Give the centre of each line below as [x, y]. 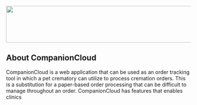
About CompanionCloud [51, 58]
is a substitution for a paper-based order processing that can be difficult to [96, 84]
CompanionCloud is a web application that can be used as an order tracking [98, 72]
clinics [14, 97]
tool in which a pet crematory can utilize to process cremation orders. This [96, 78]
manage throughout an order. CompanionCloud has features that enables [94, 90]
